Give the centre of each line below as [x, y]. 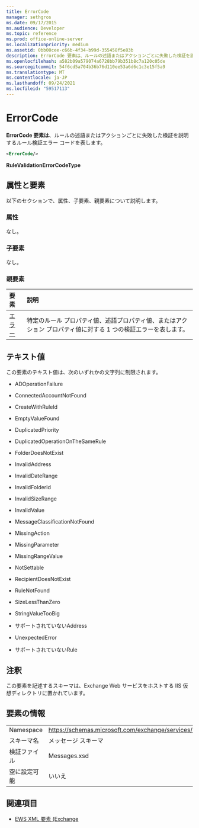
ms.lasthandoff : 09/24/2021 [41, 84]
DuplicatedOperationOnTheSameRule [60, 441]
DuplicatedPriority [37, 430]
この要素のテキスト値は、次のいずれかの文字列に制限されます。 [84, 372]
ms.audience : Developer [36, 28]
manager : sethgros [29, 17]
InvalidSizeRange [36, 499]
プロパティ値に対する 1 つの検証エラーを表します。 [117, 329]
